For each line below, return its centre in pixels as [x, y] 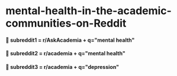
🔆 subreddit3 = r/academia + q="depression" [62, 67]
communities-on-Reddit [66, 23]
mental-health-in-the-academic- [89, 11]
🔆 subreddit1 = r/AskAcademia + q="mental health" [70, 40]
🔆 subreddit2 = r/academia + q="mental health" [65, 54]
